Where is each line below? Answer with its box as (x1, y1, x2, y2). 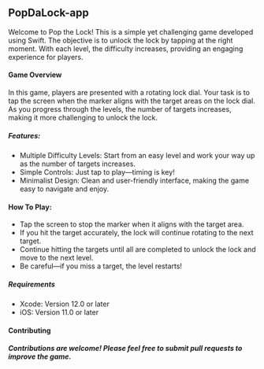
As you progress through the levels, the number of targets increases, (8, 105, 232, 114)
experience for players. (8, 52, 84, 61)
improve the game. (8, 352, 72, 361)
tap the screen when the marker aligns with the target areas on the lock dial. (8, 96, 256, 105)
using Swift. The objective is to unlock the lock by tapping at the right (8, 35, 233, 45)
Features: (8, 131, 41, 140)
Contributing (8, 326, 51, 335)
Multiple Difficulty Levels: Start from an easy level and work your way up (19, 150, 255, 160)
